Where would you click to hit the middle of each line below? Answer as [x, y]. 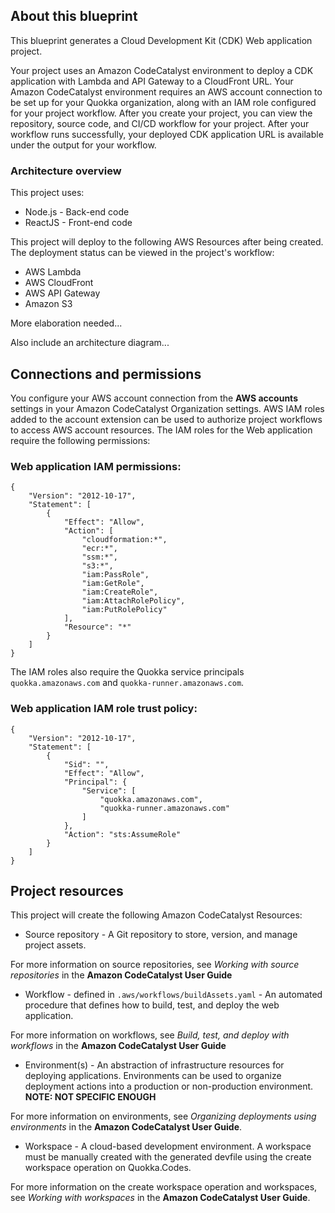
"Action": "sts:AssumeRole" [122, 834]
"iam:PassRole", [115, 575]
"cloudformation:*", [124, 540]
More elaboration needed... [66, 323]
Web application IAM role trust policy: [104, 709]
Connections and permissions [106, 374]
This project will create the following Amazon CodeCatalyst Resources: [156, 915]
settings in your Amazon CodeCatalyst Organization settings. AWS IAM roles [167, 408]
